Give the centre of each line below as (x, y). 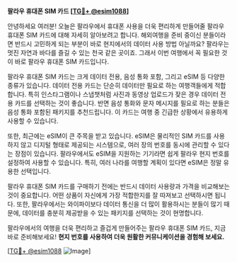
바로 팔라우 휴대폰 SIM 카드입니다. (62, 62)
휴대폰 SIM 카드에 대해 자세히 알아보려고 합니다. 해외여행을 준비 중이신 (104, 35)
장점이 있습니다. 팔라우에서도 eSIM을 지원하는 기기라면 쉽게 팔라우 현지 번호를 (122, 154)
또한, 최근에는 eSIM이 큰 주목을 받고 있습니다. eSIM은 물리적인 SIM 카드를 (110, 136)
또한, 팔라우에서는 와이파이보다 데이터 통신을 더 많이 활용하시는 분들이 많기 (120, 204)
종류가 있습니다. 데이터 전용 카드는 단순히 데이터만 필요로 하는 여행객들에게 (110, 85)
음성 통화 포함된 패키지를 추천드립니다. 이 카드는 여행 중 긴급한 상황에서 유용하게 (118, 112)
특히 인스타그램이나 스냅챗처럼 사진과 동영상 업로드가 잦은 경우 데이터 (123, 94)
